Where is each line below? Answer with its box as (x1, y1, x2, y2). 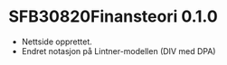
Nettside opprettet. (21, 36, 92, 47)
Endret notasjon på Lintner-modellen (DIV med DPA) (21, 45, 216, 56)
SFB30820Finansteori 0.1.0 (8, 6, 218, 27)
